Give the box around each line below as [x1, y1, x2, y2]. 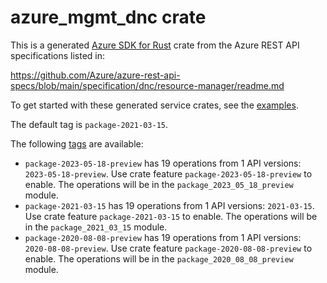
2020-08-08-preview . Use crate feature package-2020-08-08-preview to [24, 242, 313, 254]
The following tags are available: [10, 137, 144, 150]
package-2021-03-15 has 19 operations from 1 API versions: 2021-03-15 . [24, 199, 315, 211]
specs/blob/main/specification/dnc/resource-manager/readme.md [10, 79, 285, 91]
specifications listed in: [10, 49, 106, 61]
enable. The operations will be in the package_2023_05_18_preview [24, 178, 294, 190]
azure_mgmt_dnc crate [10, 6, 207, 29]
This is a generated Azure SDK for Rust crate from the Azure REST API [10, 39, 300, 51]
